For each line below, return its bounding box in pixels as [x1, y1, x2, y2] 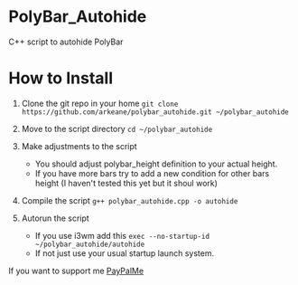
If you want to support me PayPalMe [8, 265, 144, 276]
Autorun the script [21, 213, 89, 223]
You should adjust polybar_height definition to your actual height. [34, 158, 278, 169]
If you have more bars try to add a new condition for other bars [34, 167, 270, 178]
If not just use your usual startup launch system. [34, 247, 214, 259]
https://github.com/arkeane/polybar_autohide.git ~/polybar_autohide [21, 107, 290, 117]
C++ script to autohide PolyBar [8, 36, 124, 47]
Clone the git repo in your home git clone [21, 98, 179, 109]
